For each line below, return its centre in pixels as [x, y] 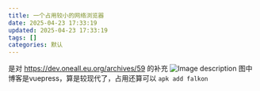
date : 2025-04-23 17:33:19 [53, 23]
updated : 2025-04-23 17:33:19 [58, 30]
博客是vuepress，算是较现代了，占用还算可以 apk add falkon [108, 78]
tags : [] [23, 38]
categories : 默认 [36, 45]
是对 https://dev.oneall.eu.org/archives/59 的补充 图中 [130, 69]
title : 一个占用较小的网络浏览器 [56, 15]
